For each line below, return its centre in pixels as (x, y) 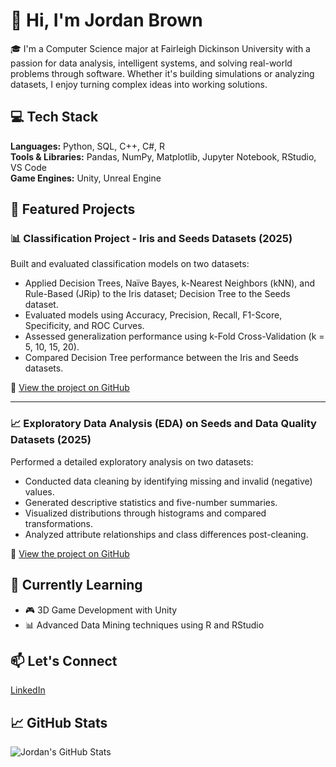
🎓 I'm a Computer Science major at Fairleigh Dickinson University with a (160, 48)
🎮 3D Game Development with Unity (101, 610)
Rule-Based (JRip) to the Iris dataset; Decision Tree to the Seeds (157, 294)
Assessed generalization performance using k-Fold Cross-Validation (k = (174, 336)
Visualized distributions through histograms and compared (145, 513)
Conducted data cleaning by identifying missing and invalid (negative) (168, 481)
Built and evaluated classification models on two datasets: (130, 264)
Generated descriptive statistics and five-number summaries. (151, 502)
